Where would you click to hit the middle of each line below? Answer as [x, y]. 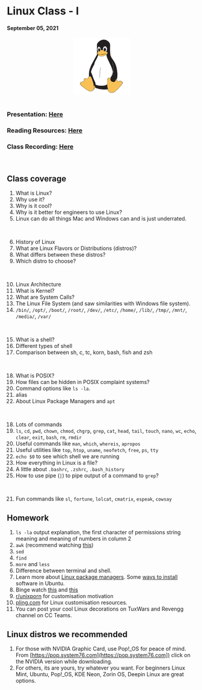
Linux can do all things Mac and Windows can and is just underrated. [101, 219]
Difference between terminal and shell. [63, 571]
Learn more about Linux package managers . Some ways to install [96, 577]
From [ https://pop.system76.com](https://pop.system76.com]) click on [103, 655]
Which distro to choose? [46, 261]
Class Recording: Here [40, 147]
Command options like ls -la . [53, 388]
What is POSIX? [35, 376]
